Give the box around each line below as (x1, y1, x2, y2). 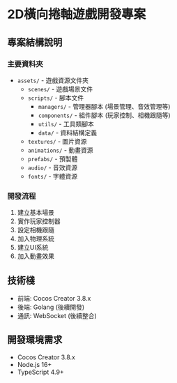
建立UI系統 (17, 243, 49, 252)
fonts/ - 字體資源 (27, 172, 78, 180)
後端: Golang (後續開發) (17, 303, 85, 311)
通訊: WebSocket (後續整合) (17, 311, 98, 320)
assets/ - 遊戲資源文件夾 (17, 76, 89, 84)
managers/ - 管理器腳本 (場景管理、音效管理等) (38, 102, 171, 110)
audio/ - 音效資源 (27, 163, 78, 172)
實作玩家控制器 (17, 217, 61, 225)
